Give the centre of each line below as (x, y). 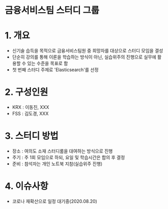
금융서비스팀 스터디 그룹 (52, 10)
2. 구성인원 (26, 92)
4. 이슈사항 (27, 186)
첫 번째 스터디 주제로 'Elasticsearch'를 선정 (55, 70)
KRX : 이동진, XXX (31, 107)
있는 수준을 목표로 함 (48, 64)
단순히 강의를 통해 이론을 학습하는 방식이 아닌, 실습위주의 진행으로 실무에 (84, 57)
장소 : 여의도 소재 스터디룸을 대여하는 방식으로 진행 (62, 151)
